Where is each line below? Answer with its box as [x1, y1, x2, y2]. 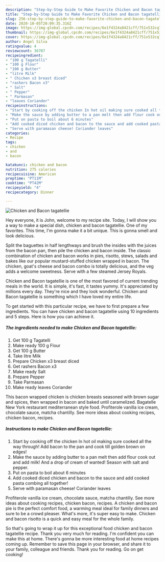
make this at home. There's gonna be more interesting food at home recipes [5, 535, 159, 541]
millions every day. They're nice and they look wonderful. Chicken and [5, 288, 147, 294]
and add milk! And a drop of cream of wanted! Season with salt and [12, 459, 149, 465]
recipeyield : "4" [5, 185, 41, 190]
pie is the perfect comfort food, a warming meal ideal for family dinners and [5, 505, 158, 511]
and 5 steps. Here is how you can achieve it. [5, 313, 95, 320]
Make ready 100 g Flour [12, 342, 61, 348]
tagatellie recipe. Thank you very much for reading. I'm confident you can [5, 531, 154, 536]
